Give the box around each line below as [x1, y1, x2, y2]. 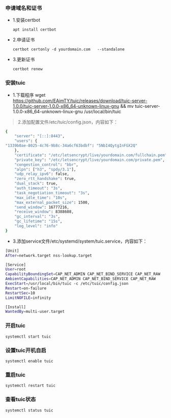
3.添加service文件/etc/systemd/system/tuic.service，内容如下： [12, 238, 148, 244]
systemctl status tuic [5, 408, 53, 413]
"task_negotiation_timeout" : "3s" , [14, 190, 90, 195]
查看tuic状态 [5, 396, 36, 403]
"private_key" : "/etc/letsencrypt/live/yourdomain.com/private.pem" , [14, 157, 165, 162]
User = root [5, 267, 26, 272]
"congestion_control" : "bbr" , [14, 162, 79, 167]
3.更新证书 [12, 56, 35, 63]
